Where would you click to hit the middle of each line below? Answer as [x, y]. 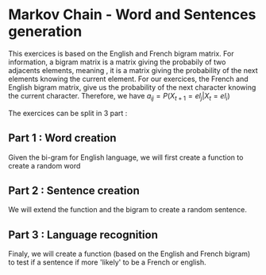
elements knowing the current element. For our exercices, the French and [128, 79]
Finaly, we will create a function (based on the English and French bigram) [129, 254]
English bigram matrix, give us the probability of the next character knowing [132, 87]
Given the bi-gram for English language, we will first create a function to [126, 157]
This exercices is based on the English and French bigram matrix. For [121, 53]
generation [45, 31]
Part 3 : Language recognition [83, 235]
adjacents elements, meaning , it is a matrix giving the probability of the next [133, 70]
